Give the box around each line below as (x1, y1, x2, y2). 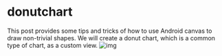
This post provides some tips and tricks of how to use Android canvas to (7, 27, 212, 35)
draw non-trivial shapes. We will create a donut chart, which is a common (7, 33, 215, 42)
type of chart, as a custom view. (7, 41, 98, 49)
